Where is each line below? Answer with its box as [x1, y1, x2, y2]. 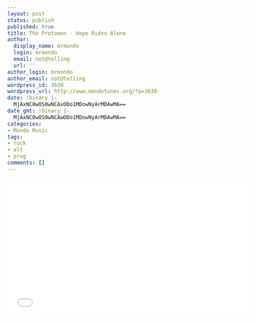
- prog [7, 153, 26, 160]
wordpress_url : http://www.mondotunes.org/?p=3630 [7, 88, 157, 95]
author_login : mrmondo [7, 68, 73, 75]
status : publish [7, 17, 54, 24]
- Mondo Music [7, 127, 49, 134]
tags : [7, 133, 23, 140]
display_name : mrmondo [13, 43, 79, 49]
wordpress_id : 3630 [7, 82, 64, 89]
